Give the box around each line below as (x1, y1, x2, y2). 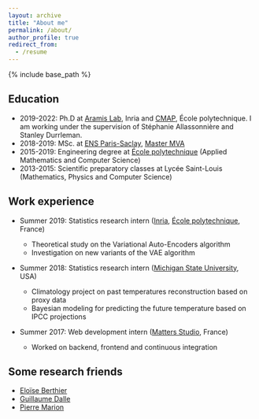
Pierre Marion (19, 402, 65, 412)
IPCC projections (31, 312, 87, 321)
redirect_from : (8, 41, 58, 49)
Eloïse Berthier (19, 386, 68, 395)
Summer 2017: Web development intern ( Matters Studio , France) (19, 327, 228, 336)
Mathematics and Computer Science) (19, 155, 141, 165)
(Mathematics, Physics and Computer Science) (19, 172, 172, 181)
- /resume (15, 48, 47, 56)
